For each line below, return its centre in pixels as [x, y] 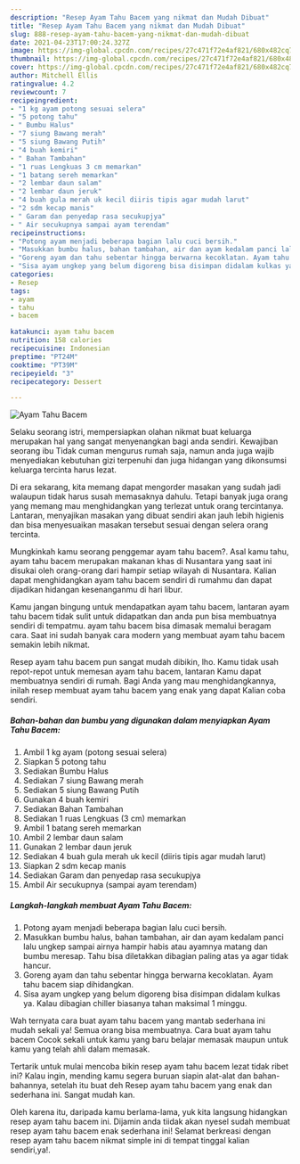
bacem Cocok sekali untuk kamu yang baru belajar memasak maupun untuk [149, 1040]
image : [22, 51]
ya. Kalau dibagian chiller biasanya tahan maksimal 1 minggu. [135, 1004]
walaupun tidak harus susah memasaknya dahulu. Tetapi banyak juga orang [149, 496]
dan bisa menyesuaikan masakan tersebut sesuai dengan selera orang [139, 525]
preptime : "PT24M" [44, 357]
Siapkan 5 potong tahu [65, 762]
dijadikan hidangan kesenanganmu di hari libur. [97, 590]
